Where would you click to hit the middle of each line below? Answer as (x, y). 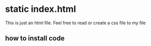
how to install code (35, 38)
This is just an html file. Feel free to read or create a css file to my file (75, 23)
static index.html (41, 9)
